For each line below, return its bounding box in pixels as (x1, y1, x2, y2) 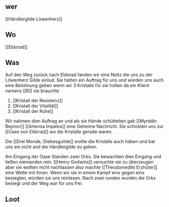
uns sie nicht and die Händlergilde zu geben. (5, 144, 98, 150)
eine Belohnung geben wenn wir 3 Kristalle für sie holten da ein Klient (5, 83, 149, 89)
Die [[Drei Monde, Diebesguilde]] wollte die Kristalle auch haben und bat (5, 139, 155, 145)
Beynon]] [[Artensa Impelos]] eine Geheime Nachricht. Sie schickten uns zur (5, 123, 164, 129)
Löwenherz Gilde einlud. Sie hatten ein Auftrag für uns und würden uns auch (5, 77, 164, 83)
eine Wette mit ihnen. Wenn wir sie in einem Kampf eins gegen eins (5, 170, 145, 176)
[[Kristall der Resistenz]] (12, 98, 63, 104)
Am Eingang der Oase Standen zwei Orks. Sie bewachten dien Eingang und (5, 154, 161, 160)
